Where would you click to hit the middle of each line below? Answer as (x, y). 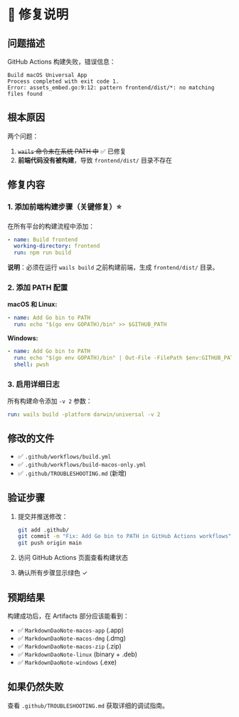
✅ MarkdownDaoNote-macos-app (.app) (71, 630)
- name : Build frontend (43, 240)
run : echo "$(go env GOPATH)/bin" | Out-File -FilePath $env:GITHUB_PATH (125, 358)
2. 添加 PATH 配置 (38, 288)
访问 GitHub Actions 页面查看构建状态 (73, 558)
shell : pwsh (32, 365)
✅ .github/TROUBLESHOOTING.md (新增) (72, 473)
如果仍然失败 (36, 687)
